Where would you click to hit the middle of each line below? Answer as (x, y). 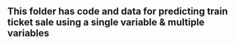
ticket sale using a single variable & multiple (106, 23)
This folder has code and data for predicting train (118, 12)
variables (28, 33)
